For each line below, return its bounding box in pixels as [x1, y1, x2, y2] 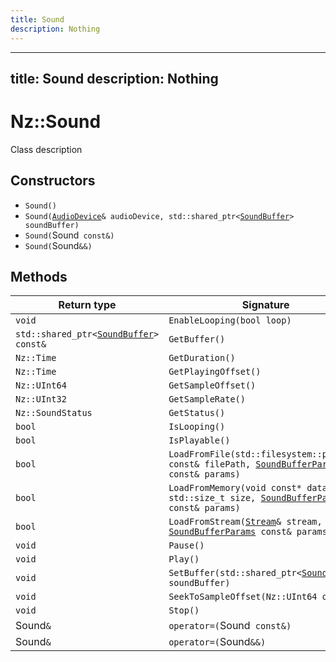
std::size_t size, [168, 492, 257, 504]
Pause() [168, 540, 205, 551]
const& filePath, [168, 459, 252, 470]
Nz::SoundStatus [15, 407, 93, 419]
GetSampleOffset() [168, 380, 257, 391]
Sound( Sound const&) [24, 229, 115, 241]
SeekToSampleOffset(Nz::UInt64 [168, 591, 318, 603]
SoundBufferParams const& [168, 526, 292, 538]
